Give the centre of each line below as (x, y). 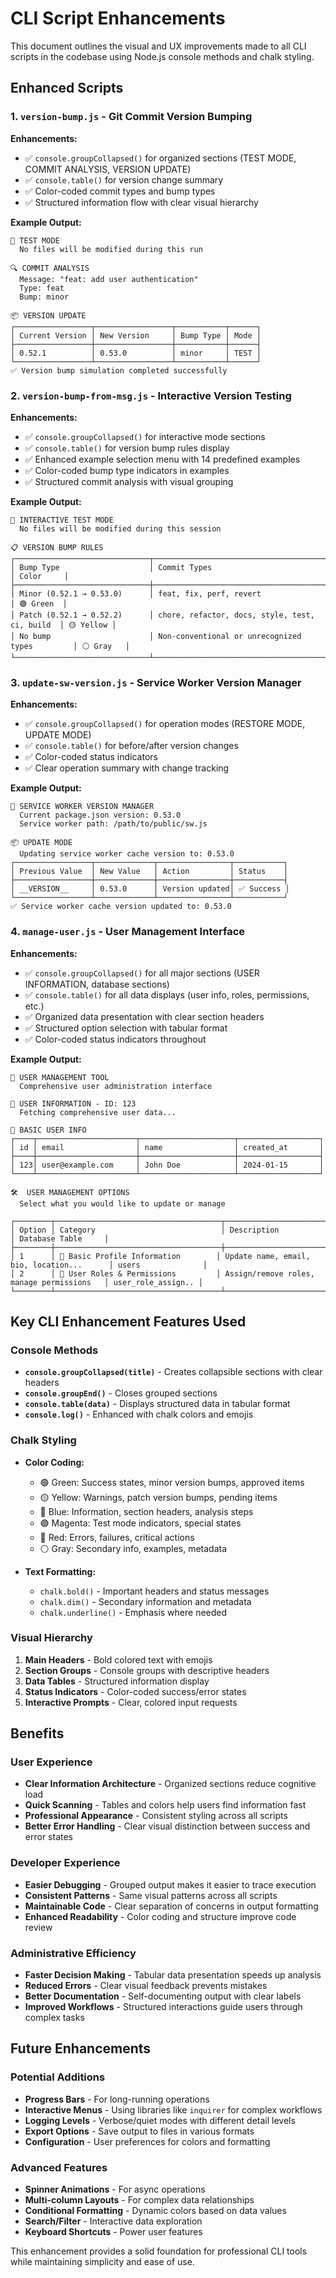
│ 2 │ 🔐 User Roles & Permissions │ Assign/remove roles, (162, 1273)
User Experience (51, 1762)
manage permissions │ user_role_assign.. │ (106, 1282)
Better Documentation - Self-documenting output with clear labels (163, 1996)
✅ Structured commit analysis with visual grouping (129, 481)
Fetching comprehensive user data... (98, 1112)
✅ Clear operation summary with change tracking (127, 768)
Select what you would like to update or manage (122, 1203)
